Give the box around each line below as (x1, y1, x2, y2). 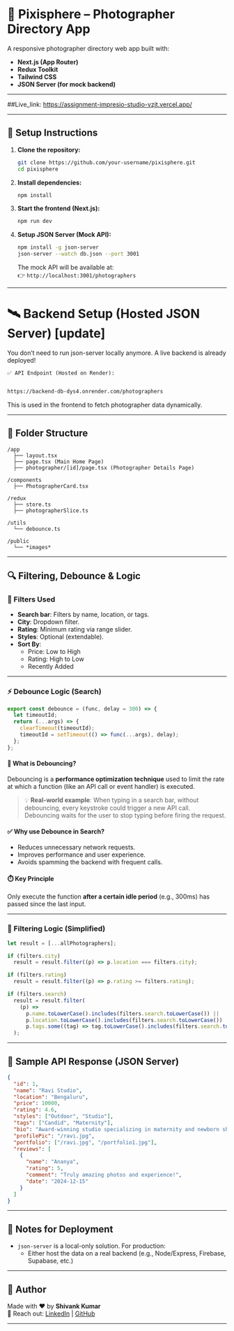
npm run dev (17, 218, 52, 225)
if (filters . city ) (7, 952, 61, 959)
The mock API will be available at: (17, 263, 114, 271)
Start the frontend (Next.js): (17, 204, 100, 212)
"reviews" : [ (13, 1145, 52, 1152)
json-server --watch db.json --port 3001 (17, 251, 140, 258)
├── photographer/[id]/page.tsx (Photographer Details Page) (13, 464, 195, 471)
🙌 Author (7, 1283, 47, 1295)
